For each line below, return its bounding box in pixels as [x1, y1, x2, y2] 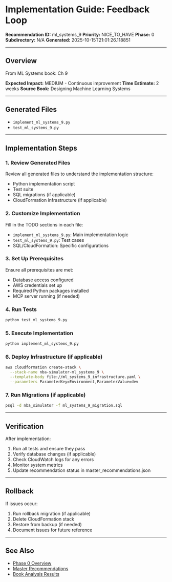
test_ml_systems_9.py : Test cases [12, 237, 84, 243]
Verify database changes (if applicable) [12, 451, 96, 457]
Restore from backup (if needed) [12, 521, 82, 527]
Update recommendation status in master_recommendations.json [12, 467, 151, 473]
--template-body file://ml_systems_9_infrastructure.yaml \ [10, 375, 141, 380]
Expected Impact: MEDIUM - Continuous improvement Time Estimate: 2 [5, 80, 159, 86]
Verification [5, 422, 44, 431]
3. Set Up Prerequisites [5, 255, 64, 262]
